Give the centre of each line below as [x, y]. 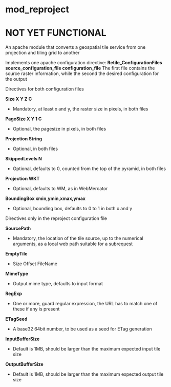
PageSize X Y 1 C [24, 119]
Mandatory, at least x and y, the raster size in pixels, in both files [80, 109]
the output [16, 79]
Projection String [24, 139]
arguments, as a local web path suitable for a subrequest [73, 244]
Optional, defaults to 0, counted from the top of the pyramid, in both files [89, 169]
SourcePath [18, 228]
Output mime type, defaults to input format [58, 284]
